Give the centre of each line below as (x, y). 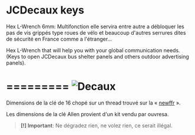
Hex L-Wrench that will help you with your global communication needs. (93, 50)
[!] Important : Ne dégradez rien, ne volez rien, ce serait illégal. (96, 125)
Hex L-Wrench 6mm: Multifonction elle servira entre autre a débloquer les (95, 26)
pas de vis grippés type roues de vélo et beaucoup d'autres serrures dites (96, 32)
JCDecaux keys (45, 10)
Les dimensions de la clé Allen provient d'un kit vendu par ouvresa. (87, 114)
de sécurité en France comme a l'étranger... (59, 39)
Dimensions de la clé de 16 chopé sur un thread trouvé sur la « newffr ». (93, 103)
